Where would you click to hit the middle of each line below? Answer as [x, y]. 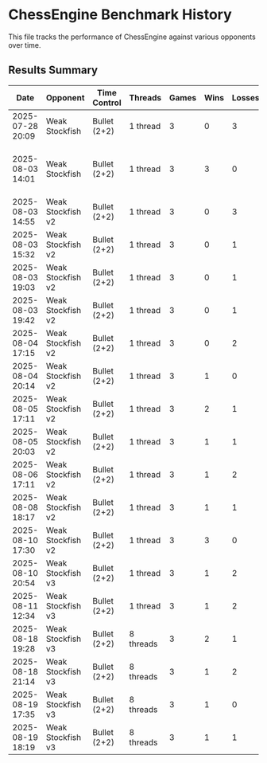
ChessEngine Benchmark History [120, 15]
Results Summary [53, 70]
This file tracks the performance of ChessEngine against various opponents [132, 37]
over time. [25, 45]
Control [107, 103]
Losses [246, 97]
